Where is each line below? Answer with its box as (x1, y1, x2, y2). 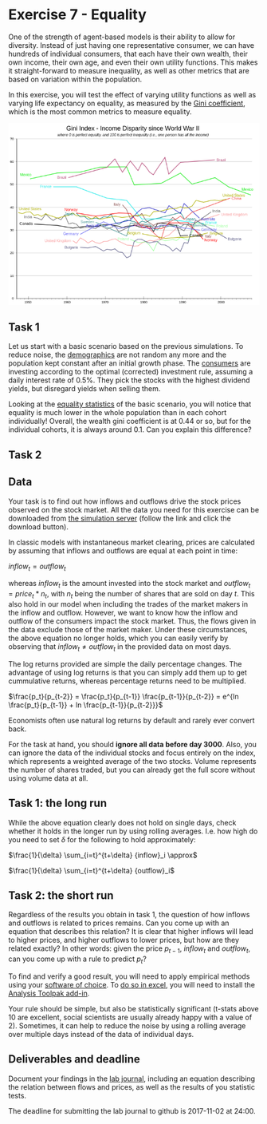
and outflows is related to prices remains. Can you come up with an (8, 918, 230, 928)
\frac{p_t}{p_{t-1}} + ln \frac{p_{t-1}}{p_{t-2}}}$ (8, 700, 163, 710)
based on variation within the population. (8, 74, 143, 84)
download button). (8, 521, 69, 532)
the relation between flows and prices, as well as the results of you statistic (8, 1082, 255, 1091)
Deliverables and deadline (8, 1052, 141, 1067)
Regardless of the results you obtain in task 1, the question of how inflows (8, 910, 250, 920)
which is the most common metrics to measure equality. (8, 106, 193, 117)
